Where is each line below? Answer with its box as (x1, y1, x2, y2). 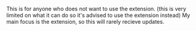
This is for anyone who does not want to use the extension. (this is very (6, 5, 187, 12)
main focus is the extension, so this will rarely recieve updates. (6, 18, 165, 25)
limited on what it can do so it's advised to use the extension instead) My (6, 12, 190, 19)
